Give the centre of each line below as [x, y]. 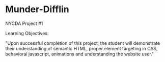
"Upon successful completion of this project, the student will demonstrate [83, 43]
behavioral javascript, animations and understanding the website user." [80, 54]
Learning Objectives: [27, 33]
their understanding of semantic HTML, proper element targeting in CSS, [81, 48]
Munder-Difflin [37, 9]
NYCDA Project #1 [24, 23]
